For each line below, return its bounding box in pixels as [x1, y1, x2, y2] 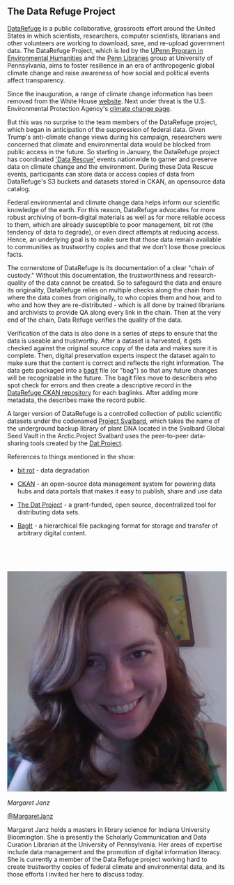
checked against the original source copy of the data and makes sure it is [7, 343, 218, 352]
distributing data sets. [17, 507, 80, 516]
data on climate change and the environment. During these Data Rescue [7, 162, 214, 170]
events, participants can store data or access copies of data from [7, 170, 195, 178]
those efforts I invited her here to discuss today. [7, 870, 145, 878]
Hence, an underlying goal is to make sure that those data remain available [7, 235, 221, 244]
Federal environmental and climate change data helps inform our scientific [7, 198, 221, 207]
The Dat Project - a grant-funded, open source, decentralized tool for [17, 500, 217, 509]
